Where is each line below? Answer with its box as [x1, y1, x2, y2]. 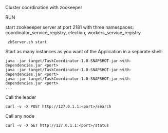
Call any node [5, 113, 34, 119]
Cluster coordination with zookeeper [5, 5, 83, 10]
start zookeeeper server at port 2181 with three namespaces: [5, 24, 134, 30]
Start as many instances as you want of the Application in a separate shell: [5, 49, 163, 54]
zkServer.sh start [7, 39, 47, 45]
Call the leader [5, 94, 36, 100]
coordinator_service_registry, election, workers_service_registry [5, 30, 141, 35]
